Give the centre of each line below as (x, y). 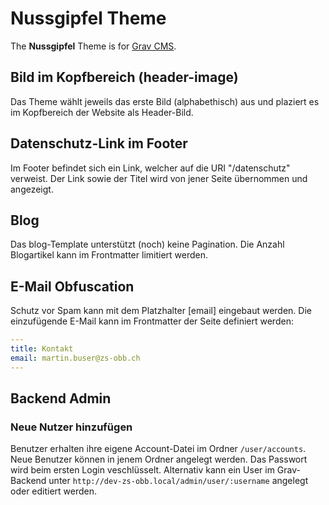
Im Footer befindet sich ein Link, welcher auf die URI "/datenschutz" (150, 168)
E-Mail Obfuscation (72, 286)
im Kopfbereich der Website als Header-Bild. (102, 112)
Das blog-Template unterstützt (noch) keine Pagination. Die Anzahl (147, 244)
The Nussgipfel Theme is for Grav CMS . (93, 46)
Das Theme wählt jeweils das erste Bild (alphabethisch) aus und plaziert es (165, 101)
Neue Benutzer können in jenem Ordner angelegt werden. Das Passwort (159, 459)
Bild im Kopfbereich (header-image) (124, 77)
